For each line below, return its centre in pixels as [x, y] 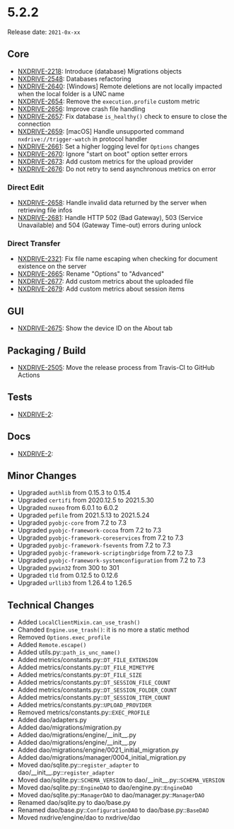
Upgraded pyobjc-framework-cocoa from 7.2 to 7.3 [89, 531]
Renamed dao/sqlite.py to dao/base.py [74, 803]
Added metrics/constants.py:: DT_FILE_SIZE [80, 675]
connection [34, 124]
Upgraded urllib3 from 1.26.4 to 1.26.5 [75, 583]
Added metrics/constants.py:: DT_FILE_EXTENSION [88, 660]
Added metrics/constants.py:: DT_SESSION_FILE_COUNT [94, 683]
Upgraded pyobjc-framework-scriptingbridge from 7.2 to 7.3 [105, 553]
